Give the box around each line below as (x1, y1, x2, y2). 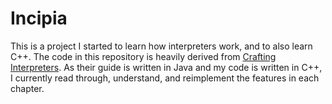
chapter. (10, 82, 45, 94)
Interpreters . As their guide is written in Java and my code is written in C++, (10, 61, 323, 73)
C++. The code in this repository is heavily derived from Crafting (10, 50, 277, 62)
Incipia (10, 7, 68, 30)
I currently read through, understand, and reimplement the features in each (10, 72, 320, 84)
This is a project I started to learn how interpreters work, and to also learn (10, 40, 313, 52)
